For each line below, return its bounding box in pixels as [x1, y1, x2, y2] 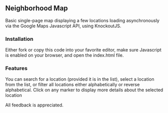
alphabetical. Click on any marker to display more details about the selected [5, 87, 163, 93]
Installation [5, 35, 34, 42]
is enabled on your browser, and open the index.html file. [5, 52, 124, 59]
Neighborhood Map [5, 4, 68, 13]
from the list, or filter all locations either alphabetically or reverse [5, 82, 140, 88]
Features [5, 65, 28, 72]
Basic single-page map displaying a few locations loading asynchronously [5, 17, 160, 23]
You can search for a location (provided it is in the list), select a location [5, 76, 154, 82]
